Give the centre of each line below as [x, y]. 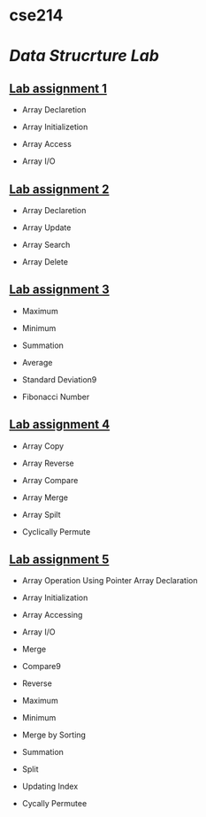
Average [37, 362]
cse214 [36, 15]
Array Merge [45, 497]
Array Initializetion [55, 127]
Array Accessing [52, 615]
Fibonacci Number [56, 397]
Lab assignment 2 [59, 189]
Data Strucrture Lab [84, 56]
